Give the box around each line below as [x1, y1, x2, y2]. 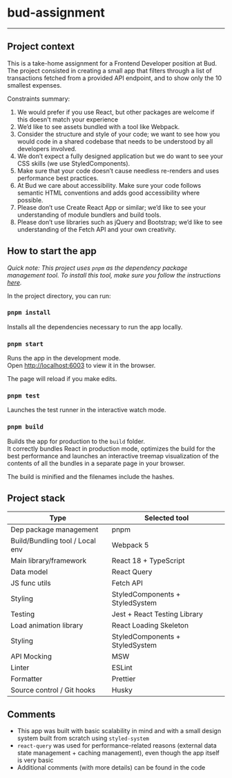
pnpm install [7, 309, 51, 317]
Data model [10, 567, 48, 576]
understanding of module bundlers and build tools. [17, 211, 162, 219]
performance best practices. [17, 174, 99, 182]
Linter [10, 663, 30, 672]
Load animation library [10, 620, 84, 630]
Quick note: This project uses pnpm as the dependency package [7, 264, 188, 272]
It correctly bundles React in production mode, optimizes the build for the [7, 444, 215, 453]
